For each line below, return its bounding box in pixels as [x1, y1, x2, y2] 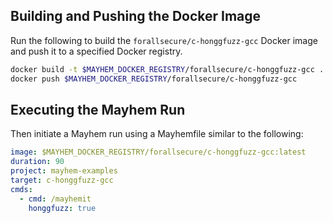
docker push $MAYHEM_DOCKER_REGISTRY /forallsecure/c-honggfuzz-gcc [10, 74, 298, 84]
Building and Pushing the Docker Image [10, 8, 262, 25]
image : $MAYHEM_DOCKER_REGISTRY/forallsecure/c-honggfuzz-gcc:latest [10, 147, 307, 158]
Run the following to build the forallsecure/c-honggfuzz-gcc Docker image [10, 34, 318, 46]
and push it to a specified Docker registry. [10, 45, 183, 57]
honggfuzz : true [28, 203, 97, 213]
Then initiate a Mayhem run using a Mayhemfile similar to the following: [10, 128, 304, 140]
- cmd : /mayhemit [19, 194, 92, 204]
